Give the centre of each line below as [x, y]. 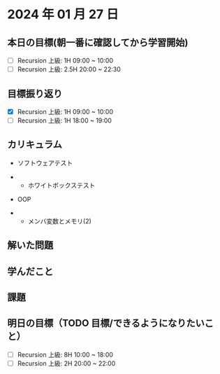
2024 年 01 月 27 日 [63, 14]
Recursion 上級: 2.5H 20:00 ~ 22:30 [69, 69]
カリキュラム [35, 145]
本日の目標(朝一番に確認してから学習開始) [98, 42]
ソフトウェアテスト [45, 162]
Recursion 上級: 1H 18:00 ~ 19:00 [64, 120]
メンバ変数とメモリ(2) [60, 221]
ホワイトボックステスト [61, 185]
